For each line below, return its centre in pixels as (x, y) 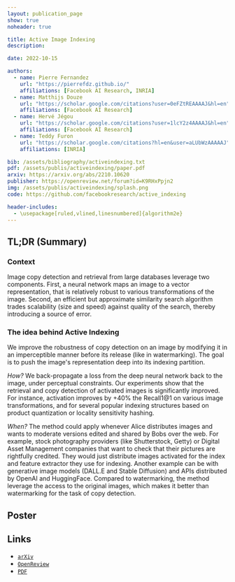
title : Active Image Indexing (51, 39)
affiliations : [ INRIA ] (53, 149)
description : (26, 46)
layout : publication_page (45, 14)
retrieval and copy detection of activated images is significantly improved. (114, 391)
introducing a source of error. (50, 314)
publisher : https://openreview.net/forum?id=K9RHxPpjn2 (90, 182)
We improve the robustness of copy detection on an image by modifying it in (117, 348)
